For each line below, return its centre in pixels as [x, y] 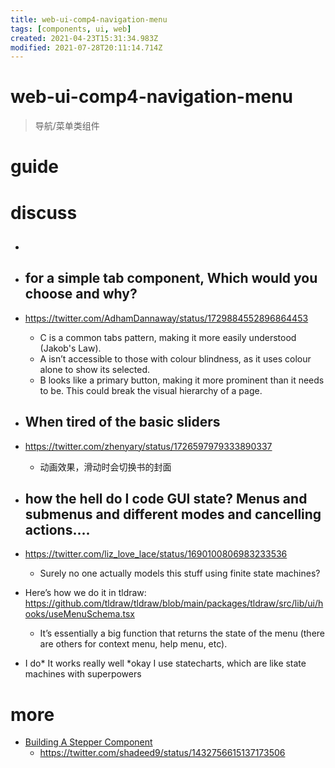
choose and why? [81, 294]
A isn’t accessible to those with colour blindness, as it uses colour [175, 358]
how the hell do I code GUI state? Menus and [166, 498]
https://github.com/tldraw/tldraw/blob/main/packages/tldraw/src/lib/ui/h [174, 603]
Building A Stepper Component [88, 742]
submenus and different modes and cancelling [173, 514]
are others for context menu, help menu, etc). [133, 644]
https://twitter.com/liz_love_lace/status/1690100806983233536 [156, 554]
